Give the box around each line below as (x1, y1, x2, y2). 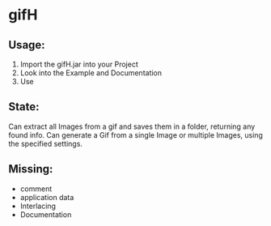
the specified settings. (8, 139, 83, 148)
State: (8, 100, 40, 114)
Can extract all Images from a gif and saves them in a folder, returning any (8, 122, 256, 131)
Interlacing (19, 201, 57, 211)
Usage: (8, 38, 46, 52)
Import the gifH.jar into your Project (19, 59, 139, 69)
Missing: (8, 162, 53, 176)
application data (19, 192, 74, 202)
